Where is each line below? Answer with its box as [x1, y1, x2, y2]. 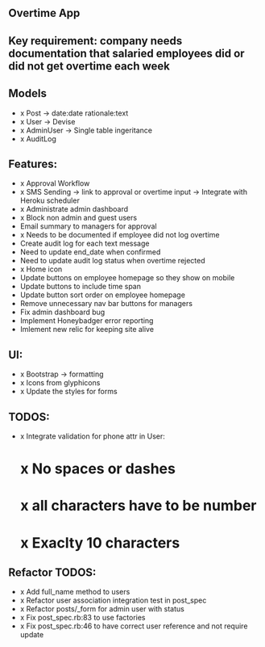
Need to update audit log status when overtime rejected [19, 256, 205, 266]
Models [8, 86, 47, 100]
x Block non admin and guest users [19, 213, 138, 223]
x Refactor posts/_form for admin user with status [19, 604, 185, 614]
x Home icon [19, 264, 63, 274]
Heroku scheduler [19, 195, 81, 205]
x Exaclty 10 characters [19, 533, 180, 552]
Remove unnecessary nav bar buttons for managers [19, 299, 193, 309]
